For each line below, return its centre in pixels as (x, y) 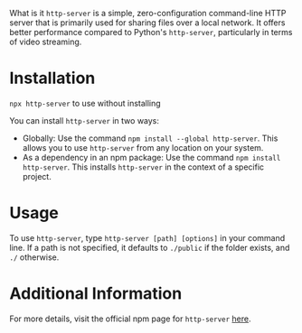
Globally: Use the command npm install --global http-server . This (150, 138)
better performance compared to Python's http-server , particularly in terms (151, 32)
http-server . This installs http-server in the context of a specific (143, 167)
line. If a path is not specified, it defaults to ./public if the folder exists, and (150, 247)
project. (37, 176)
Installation (52, 78)
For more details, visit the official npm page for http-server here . (130, 319)
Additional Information (96, 294)
